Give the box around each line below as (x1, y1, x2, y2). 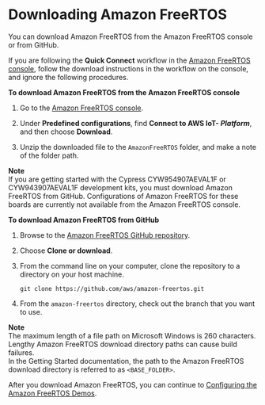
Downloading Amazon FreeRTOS (8, 6, 228, 24)
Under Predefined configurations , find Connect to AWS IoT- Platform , (19, 118, 252, 128)
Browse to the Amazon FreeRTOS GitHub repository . (19, 230, 191, 239)
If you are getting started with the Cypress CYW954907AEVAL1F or (8, 174, 227, 184)
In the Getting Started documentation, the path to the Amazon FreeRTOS (8, 356, 244, 365)
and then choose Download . (19, 127, 113, 136)
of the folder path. (19, 151, 79, 160)
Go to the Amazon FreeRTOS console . (19, 103, 144, 113)
